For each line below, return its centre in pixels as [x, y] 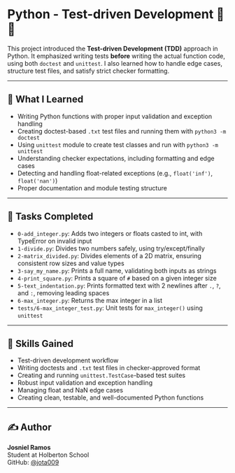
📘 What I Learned [45, 100]
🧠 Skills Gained [40, 343]
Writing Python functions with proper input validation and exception [115, 116]
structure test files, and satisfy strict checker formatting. [88, 71]
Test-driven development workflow [68, 360]
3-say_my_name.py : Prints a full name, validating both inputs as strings [117, 270]
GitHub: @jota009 [33, 463]
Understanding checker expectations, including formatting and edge [116, 158]
